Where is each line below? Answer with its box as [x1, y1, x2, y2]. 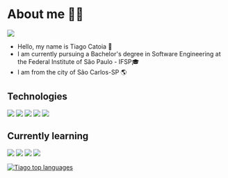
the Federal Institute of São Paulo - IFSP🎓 [17, 57, 140, 65]
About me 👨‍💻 [7, 6, 84, 22]
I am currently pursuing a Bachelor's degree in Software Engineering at [17, 49, 221, 58]
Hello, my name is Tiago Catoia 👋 [17, 42, 113, 51]
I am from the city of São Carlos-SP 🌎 [17, 67, 127, 76]
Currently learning [7, 130, 89, 142]
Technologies [7, 90, 68, 103]
